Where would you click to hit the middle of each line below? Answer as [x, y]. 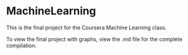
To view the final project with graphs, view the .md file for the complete [94, 39]
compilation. [22, 45]
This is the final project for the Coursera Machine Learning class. [86, 27]
